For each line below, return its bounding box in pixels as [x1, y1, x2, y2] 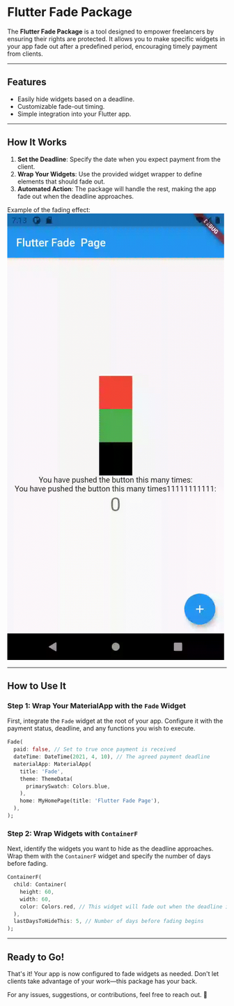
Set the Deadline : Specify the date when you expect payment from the [17, 155, 221, 163]
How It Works [7, 137, 68, 149]
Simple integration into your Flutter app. [17, 110, 132, 118]
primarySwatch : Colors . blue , [25, 783, 111, 790]
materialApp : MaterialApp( [13, 760, 92, 767]
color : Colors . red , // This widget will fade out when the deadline [19, 903, 223, 910]
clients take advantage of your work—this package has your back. [7, 977, 197, 985]
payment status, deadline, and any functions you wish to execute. [7, 724, 196, 733]
